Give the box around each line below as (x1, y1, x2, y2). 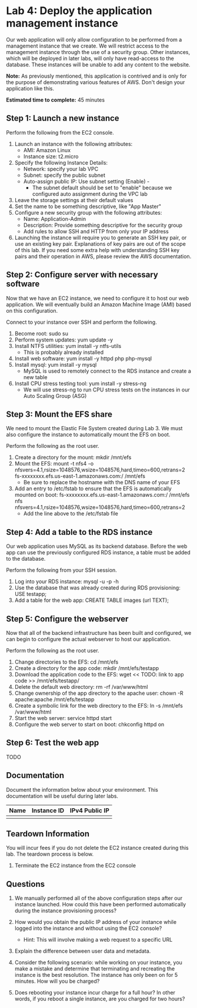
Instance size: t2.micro (23, 153, 79, 160)
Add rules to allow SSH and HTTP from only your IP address (23, 227, 169, 235)
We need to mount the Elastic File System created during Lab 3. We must (6, 425, 183, 432)
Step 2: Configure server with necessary (6, 270, 159, 280)
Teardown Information (6, 829, 90, 839)
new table (23, 373, 48, 380)
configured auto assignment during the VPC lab (32, 190, 148, 197)
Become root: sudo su (14, 330, 69, 337)
